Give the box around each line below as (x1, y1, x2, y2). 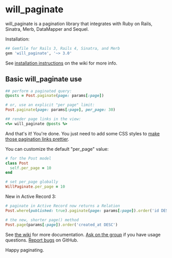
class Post (5, 161, 29, 166)
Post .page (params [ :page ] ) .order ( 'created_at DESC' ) (5, 222, 118, 227)
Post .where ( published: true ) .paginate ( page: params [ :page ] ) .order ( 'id (5, 208, 159, 213)
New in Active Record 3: (5, 193, 56, 200)
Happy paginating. (5, 247, 45, 253)
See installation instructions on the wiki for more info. (5, 60, 118, 66)
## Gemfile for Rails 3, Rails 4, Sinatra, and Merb (5, 46, 120, 51)
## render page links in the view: (5, 116, 81, 122)
